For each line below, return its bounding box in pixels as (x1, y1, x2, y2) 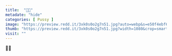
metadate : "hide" (5, 12, 42, 17)
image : (5, 21, 19, 27)
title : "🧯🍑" (5, 7, 33, 13)
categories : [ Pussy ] (5, 17, 54, 22)
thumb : (5, 26, 19, 32)
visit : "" (5, 31, 27, 36)
